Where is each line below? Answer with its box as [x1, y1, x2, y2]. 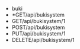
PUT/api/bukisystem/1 [11, 30, 66, 37]
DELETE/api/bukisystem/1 [11, 37, 75, 43]
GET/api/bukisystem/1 [11, 18, 66, 24]
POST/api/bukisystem [11, 24, 65, 31]
